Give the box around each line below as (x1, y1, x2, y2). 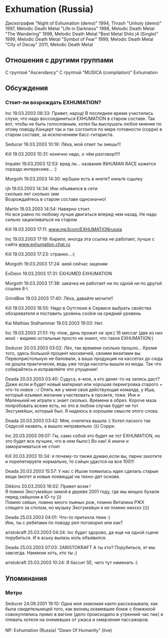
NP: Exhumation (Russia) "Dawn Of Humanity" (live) (5, 627, 112, 633)
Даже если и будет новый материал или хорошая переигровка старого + (5, 381, 163, 388)
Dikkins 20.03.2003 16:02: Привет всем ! (5, 483, 91, 489)
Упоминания (5, 574, 48, 583)
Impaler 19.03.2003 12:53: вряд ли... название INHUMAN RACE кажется (5, 161, 156, 167)
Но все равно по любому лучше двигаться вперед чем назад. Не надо (5, 211, 157, 217)
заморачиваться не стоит (5, 443, 60, 450)
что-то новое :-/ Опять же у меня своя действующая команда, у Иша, (5, 387, 155, 393)
